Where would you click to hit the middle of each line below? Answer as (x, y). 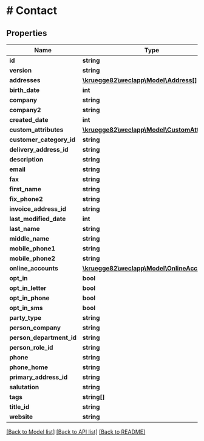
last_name (25, 229)
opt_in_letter (28, 288)
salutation (24, 387)
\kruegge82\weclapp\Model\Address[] (140, 80)
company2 (25, 110)
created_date (29, 120)
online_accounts (34, 268)
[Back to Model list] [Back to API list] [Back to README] (76, 432)
